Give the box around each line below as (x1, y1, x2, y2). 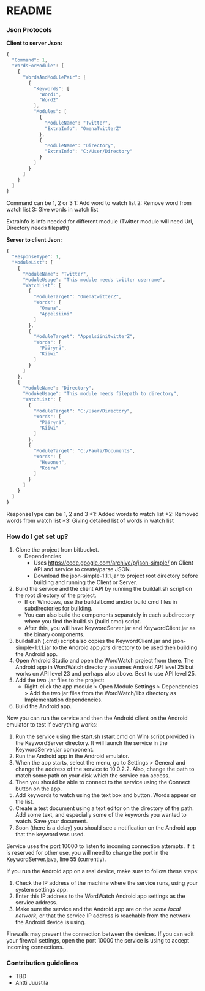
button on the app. (15, 785, 62, 792)
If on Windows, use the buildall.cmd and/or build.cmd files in (24, 598, 177, 606)
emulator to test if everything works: (6, 721, 98, 728)
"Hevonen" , (39, 459, 67, 465)
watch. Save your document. (15, 817, 88, 825)
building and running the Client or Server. (33, 579, 138, 586)
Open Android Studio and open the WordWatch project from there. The (15, 657, 194, 665)
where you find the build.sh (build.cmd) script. (24, 618, 141, 625)
